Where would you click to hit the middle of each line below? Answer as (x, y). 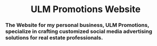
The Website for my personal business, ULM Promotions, (77, 25)
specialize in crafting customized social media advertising (79, 31)
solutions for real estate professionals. (54, 38)
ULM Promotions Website (86, 9)
